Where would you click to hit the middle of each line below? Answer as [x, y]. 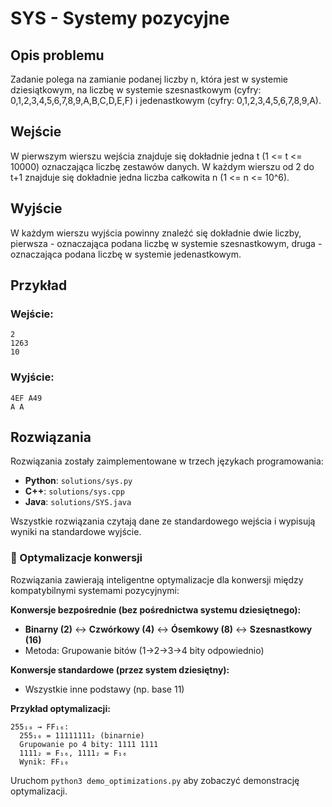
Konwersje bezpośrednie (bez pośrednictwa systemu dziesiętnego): [156, 609]
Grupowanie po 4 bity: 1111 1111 [89, 744]
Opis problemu [57, 55]
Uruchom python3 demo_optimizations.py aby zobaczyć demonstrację [155, 780]
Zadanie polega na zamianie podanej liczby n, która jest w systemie [149, 79]
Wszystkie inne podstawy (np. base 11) [104, 689]
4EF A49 [26, 398]
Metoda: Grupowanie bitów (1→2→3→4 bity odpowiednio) [144, 650]
